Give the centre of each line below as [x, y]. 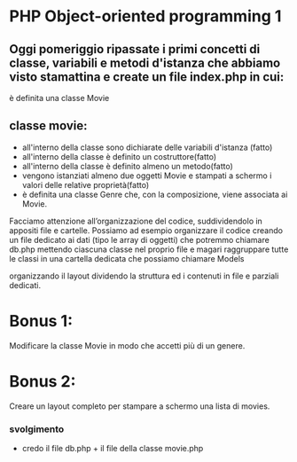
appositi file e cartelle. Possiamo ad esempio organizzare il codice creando [146, 230]
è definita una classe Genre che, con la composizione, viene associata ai [155, 194]
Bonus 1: [41, 321]
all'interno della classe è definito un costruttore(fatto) [119, 156]
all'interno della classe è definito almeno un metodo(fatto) [127, 166]
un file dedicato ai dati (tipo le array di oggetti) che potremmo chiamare [140, 239]
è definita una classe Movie [59, 98]
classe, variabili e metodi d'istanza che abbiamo [145, 63]
